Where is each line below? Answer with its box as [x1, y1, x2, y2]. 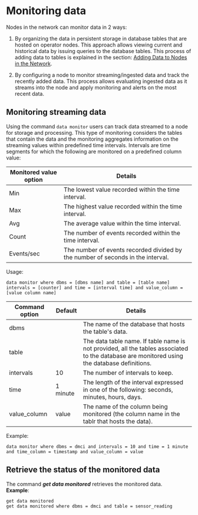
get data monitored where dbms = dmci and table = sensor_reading [6, 503, 173, 509]
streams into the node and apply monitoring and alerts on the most [14, 84, 177, 91]
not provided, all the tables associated [82, 344, 189, 353]
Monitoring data [6, 4, 87, 18]
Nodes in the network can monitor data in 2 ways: [6, 24, 127, 31]
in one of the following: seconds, [82, 386, 173, 394]
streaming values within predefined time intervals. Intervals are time [6, 141, 171, 148]
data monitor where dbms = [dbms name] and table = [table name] [6, 280, 170, 285]
